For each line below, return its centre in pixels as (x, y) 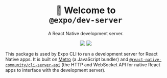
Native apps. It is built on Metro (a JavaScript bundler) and (67, 59)
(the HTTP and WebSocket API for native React (111, 64)
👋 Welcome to (86, 10)
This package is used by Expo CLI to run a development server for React (81, 54)
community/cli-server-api (33, 65)
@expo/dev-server (86, 20)
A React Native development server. (86, 33)
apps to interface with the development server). (55, 70)
